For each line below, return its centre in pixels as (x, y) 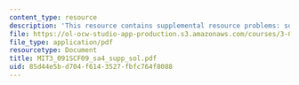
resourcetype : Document (53, 50)
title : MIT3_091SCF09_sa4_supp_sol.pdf (83, 58)
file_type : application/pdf (61, 42)
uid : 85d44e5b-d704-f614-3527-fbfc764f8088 (91, 67)
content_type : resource (53, 17)
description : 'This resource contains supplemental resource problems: (145, 26)
